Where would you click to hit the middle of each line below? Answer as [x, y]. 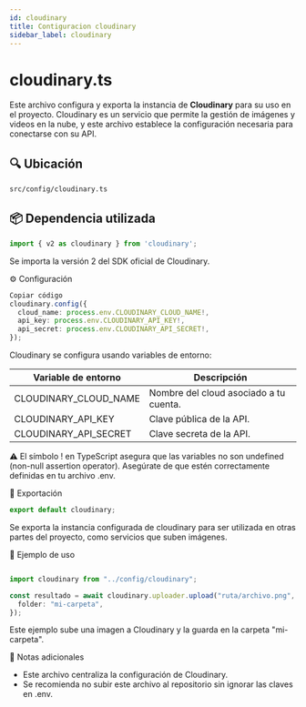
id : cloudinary [38, 18]
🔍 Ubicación [46, 163]
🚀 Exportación [36, 493]
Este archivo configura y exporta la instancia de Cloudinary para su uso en [150, 105]
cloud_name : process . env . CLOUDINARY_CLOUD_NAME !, [113, 312]
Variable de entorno [77, 378]
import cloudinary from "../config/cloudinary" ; [103, 579]
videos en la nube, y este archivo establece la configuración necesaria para [151, 125]
